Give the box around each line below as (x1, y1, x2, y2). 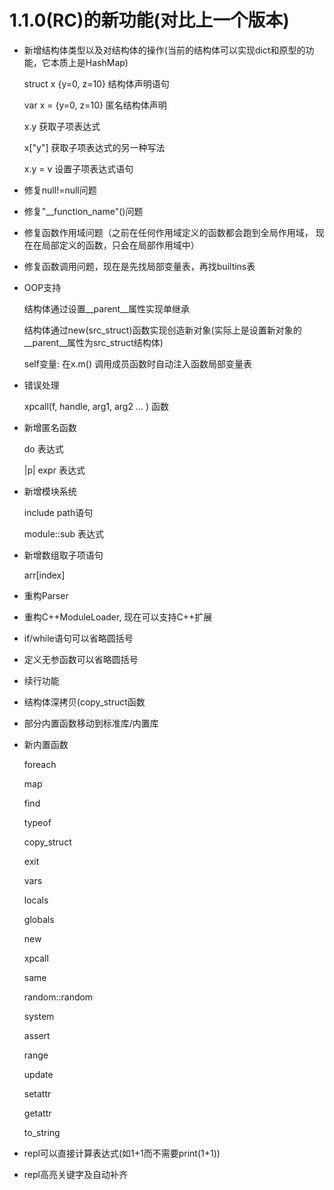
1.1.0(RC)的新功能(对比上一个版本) (9, 9, 290, 32)
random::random (23, 991, 94, 1003)
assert (23, 1029, 51, 1041)
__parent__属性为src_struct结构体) (23, 336, 164, 348)
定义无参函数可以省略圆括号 (23, 653, 139, 665)
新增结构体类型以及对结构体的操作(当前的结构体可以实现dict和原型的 (23, 44, 306, 56)
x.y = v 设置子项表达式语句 (23, 162, 134, 175)
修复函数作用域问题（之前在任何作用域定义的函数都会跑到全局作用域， (23, 226, 314, 238)
